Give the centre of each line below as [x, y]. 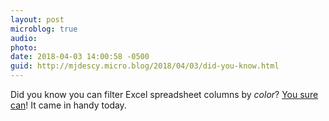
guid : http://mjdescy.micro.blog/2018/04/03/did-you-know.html [145, 66]
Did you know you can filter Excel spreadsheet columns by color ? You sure [164, 94]
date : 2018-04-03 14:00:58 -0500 [80, 57]
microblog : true [44, 29]
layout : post [37, 19]
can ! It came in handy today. [68, 105]
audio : [24, 38]
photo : [24, 47]
